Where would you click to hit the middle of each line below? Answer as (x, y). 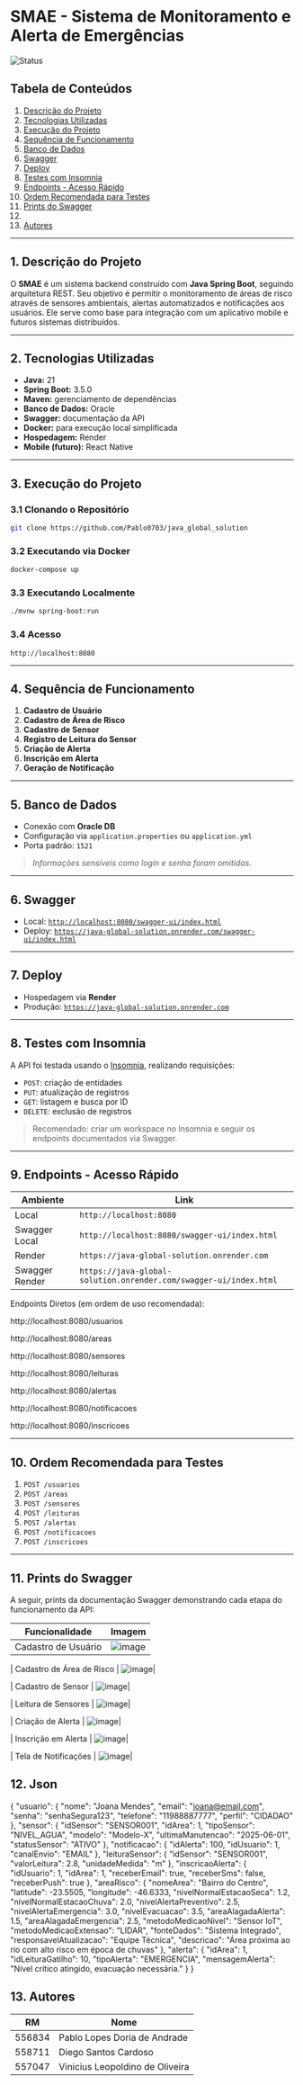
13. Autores (43, 1997)
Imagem (128, 1632)
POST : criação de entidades (73, 1082)
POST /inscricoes (56, 1543)
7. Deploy (36, 975)
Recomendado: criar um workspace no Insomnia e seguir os (143, 1128)
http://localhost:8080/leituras (65, 1374)
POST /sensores (52, 1504)
